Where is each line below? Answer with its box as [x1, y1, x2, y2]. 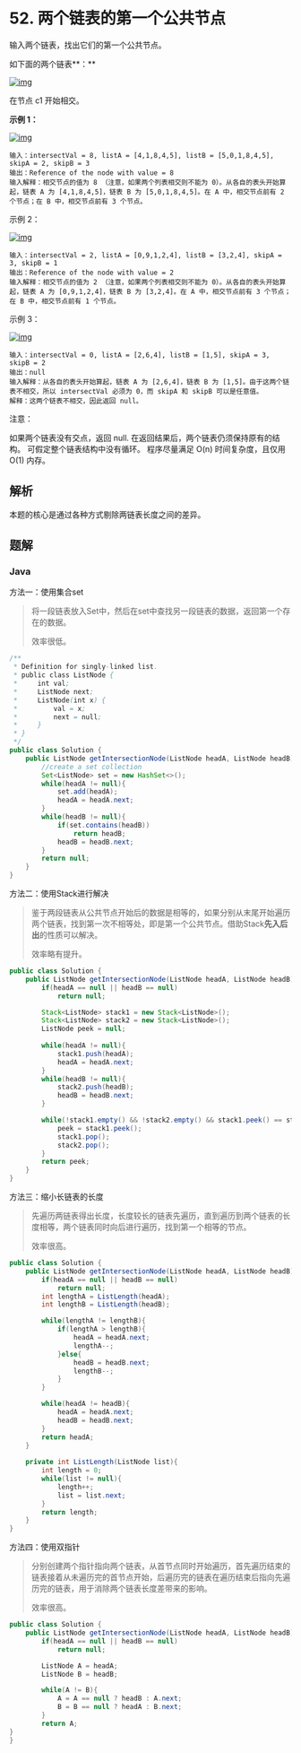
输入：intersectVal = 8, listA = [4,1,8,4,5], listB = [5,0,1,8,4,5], [9, 151, 275, 160]
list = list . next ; [56, 1490, 126, 1500]
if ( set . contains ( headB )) [56, 820, 150, 829]
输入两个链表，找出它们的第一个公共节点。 [9, 39, 167, 50]
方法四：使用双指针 [9, 1541, 81, 1552]
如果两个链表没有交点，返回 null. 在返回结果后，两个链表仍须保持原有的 [9, 432, 273, 443]
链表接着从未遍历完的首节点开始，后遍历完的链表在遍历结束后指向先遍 [30, 1572, 291, 1583]
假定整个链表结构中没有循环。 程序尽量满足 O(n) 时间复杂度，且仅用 [34, 443, 286, 454]
